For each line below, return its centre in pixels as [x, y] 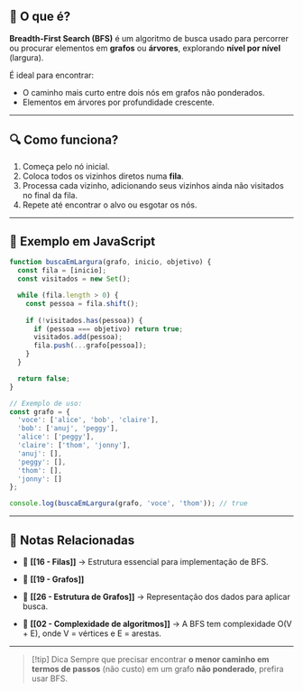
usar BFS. [49, 678]
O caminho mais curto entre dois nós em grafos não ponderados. [143, 92]
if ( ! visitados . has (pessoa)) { [84, 320]
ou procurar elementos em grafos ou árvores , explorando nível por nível [145, 48]
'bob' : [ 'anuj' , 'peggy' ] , [68, 429]
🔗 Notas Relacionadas [72, 540]
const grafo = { [40, 411]
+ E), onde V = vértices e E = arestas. [92, 633]
